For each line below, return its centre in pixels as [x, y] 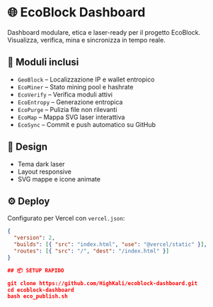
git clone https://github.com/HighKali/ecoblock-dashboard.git [103, 283]
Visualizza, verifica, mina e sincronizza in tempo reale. [87, 40]
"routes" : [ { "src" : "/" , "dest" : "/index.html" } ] [92, 251]
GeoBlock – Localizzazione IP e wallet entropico [86, 79]
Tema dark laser [41, 164]
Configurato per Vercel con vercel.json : [66, 218]
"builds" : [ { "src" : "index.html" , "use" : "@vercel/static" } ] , [110, 245]
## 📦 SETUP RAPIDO [36, 270]
